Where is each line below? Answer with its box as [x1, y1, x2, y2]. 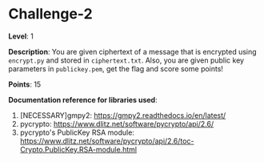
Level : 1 [8, 31, 34, 41]
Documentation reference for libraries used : [8, 95, 158, 104]
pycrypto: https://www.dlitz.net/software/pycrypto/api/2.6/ [19, 119, 214, 128]
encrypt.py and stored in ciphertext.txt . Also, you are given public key [8, 55, 245, 65]
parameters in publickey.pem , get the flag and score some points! [8, 63, 224, 73]
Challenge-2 [8, 5, 94, 23]
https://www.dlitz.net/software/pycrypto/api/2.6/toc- [19, 136, 194, 145]
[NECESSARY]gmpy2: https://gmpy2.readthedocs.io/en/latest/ [19, 110, 226, 120]
